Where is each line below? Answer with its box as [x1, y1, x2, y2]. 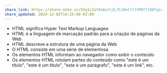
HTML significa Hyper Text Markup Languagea [11, 25, 108, 31]
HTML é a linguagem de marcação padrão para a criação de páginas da [11, 31, 160, 36]
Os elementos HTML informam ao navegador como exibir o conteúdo [11, 51, 155, 57]
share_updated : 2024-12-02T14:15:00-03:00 [4, 12, 94, 17]
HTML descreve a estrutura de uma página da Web [11, 41, 117, 47]
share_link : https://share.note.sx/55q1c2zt [4, 7, 99, 12]
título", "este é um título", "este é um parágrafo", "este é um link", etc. [11, 62, 154, 68]
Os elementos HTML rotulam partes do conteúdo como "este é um [11, 57, 149, 63]
